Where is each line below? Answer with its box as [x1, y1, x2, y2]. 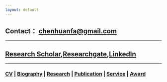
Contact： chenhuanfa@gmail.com [5, 27, 117, 35]
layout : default [5, 7, 39, 12]
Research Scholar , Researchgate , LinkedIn [5, 50, 137, 58]
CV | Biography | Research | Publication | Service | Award [5, 71, 146, 78]
